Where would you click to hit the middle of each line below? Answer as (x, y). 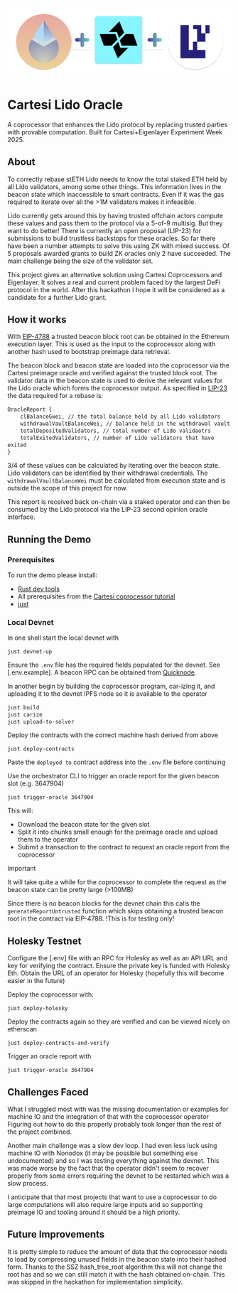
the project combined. (40, 1132)
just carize (25, 715)
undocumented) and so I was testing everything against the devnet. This (113, 1160)
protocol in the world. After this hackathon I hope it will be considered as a (116, 289)
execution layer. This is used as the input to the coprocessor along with (112, 344)
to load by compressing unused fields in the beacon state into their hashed (117, 1259)
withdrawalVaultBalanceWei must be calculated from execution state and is (117, 481)
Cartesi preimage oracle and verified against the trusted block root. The (112, 373)
